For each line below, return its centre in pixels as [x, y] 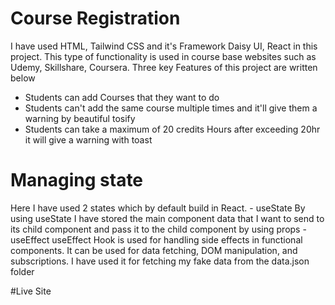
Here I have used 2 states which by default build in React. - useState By [158, 208]
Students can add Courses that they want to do [122, 97]
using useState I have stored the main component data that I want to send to [167, 218]
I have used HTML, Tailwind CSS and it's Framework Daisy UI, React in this [164, 46]
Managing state [77, 180]
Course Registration [95, 18]
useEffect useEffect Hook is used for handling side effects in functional [156, 239]
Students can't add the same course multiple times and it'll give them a [171, 108]
